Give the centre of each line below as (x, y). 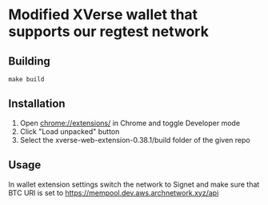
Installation (37, 104)
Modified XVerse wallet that (103, 15)
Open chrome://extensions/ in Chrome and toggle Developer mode (130, 123)
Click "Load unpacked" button (70, 131)
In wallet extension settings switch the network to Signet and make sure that (134, 184)
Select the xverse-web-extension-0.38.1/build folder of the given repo (135, 140)
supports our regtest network (109, 32)
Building (29, 61)
